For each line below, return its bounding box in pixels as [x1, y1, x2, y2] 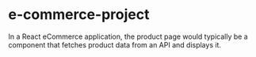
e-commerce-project [8, 6, 150, 24]
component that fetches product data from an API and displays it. [8, 40, 222, 49]
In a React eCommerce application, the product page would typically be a [8, 32, 248, 41]
